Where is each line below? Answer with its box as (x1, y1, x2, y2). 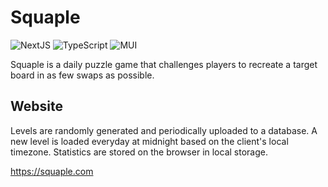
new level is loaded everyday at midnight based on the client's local (10, 135, 289, 147)
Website (10, 98, 63, 115)
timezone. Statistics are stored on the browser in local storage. (10, 146, 268, 158)
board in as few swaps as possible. (10, 69, 155, 81)
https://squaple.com (10, 165, 94, 177)
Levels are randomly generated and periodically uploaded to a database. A (10, 124, 318, 136)
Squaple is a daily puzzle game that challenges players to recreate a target (10, 58, 318, 70)
